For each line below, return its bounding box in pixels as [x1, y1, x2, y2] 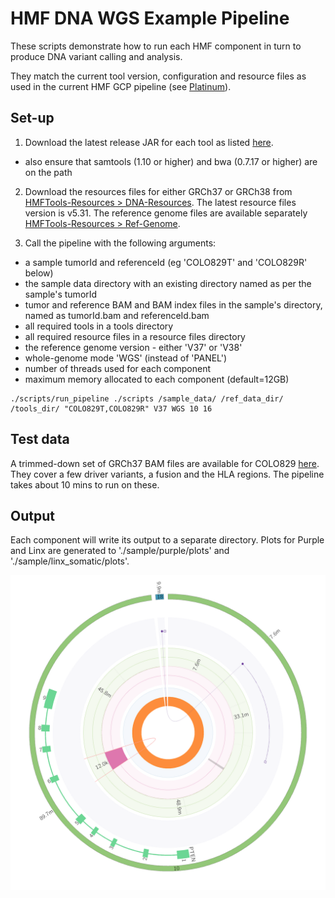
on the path [24, 166, 73, 178]
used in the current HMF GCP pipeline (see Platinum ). [10, 80, 232, 92]
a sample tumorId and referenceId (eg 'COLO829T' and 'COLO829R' [24, 256, 308, 268]
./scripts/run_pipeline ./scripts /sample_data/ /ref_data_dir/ [10, 393, 284, 404]
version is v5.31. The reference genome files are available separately [24, 207, 308, 219]
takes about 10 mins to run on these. [10, 478, 160, 491]
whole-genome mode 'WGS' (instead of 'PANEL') [24, 352, 228, 364]
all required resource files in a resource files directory [24, 330, 246, 342]
